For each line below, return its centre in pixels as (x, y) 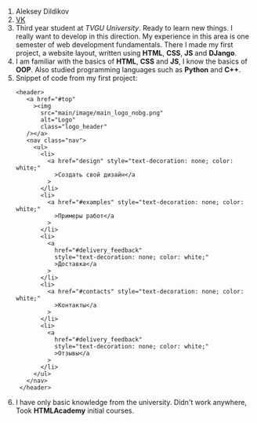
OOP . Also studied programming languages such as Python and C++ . (128, 69)
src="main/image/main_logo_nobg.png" (102, 113)
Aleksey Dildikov (42, 11)
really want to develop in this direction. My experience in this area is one (132, 36)
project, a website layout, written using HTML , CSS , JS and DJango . (126, 53)
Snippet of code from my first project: (76, 78)
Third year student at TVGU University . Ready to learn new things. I (124, 28)
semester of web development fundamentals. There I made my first (124, 45)
